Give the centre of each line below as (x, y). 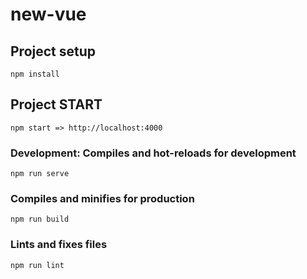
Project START (56, 104)
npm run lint (37, 265)
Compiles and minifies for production (102, 199)
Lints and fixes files (59, 245)
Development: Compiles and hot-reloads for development (153, 153)
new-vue (48, 14)
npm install (35, 74)
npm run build (40, 219)
